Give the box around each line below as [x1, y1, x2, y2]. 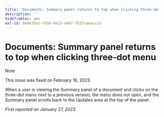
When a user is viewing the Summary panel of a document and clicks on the [5, 87, 158, 93]
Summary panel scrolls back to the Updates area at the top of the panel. [5, 97, 150, 103]
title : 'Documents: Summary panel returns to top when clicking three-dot [5, 7, 161, 12]
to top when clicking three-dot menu [5, 52, 156, 63]
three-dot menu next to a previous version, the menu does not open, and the [5, 92, 159, 98]
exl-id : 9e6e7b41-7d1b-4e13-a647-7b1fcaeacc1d [5, 20, 102, 26]
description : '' [5, 12, 38, 17]
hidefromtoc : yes [5, 16, 41, 21]
